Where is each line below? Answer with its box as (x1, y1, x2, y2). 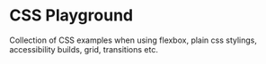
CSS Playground (9, 5, 133, 26)
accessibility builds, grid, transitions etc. (9, 44, 159, 54)
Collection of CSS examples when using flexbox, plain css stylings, (9, 35, 258, 45)
